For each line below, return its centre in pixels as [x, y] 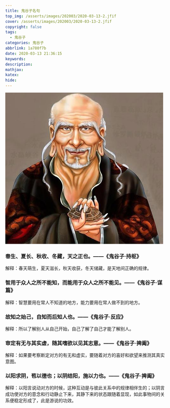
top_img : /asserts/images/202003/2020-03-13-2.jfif [61, 16]
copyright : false [24, 27]
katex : [12, 75]
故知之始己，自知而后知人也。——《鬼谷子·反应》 [66, 317]
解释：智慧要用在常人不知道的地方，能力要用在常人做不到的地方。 [74, 302]
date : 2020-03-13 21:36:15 [34, 53]
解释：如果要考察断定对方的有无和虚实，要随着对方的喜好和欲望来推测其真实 [85, 355]
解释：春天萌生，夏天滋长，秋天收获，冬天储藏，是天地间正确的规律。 [78, 268]
